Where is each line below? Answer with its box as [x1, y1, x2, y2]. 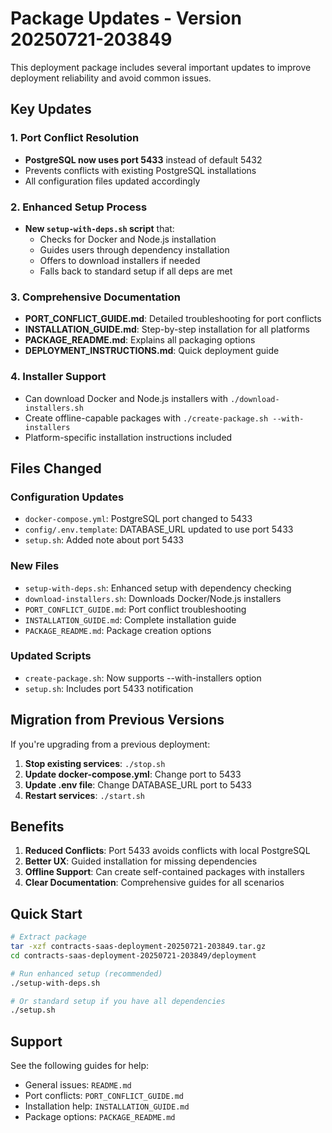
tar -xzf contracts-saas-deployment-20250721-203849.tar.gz [10, 942, 267, 952]
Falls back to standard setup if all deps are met [39, 265, 233, 277]
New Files [10, 559, 60, 573]
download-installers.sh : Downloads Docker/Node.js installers [24, 592, 282, 604]
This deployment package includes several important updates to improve [10, 61, 312, 73]
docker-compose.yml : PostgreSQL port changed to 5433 [24, 513, 253, 525]
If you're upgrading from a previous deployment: [10, 738, 211, 750]
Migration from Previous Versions [10, 712, 225, 729]
